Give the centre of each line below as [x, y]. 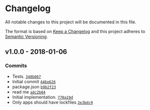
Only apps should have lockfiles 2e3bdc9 [53, 102]
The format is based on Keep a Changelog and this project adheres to [75, 31]
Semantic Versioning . [26, 37]
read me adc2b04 [29, 92]
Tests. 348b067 [27, 76]
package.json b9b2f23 [34, 87]
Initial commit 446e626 [34, 81]
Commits [16, 66]
